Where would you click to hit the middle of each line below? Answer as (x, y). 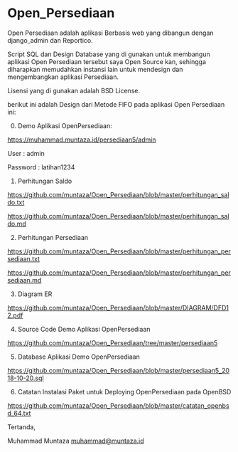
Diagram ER (35, 294)
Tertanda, (21, 427)
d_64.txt (19, 413)
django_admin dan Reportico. (50, 40)
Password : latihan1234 (41, 167)
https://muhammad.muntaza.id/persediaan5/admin (82, 140)
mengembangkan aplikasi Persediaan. (63, 77)
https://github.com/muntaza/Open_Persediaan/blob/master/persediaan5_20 (118, 370)
